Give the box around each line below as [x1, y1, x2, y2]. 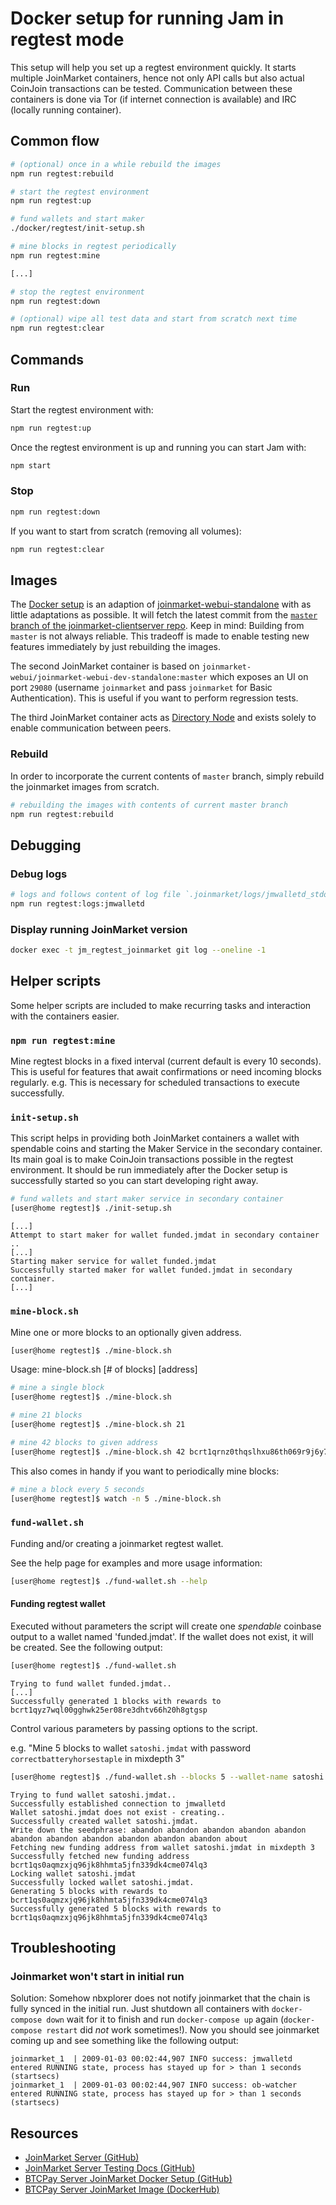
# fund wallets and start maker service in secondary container [10, 1194, 284, 1204]
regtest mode [10, 28, 125, 51]
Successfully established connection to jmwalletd [10, 1798, 226, 1809]
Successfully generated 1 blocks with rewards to [10, 1696, 222, 1706]
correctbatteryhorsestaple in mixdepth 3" [10, 1752, 185, 1764]
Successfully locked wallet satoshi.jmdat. [10, 1877, 195, 1887]
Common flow [10, 133, 100, 150]
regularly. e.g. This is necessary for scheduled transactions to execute [10, 1077, 300, 1089]
